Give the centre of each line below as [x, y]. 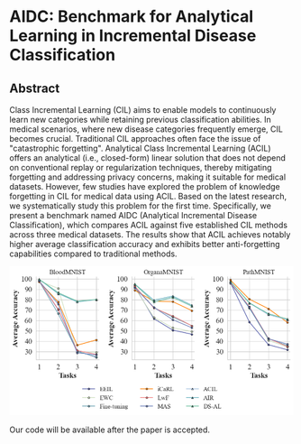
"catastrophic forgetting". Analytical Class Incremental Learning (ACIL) [141, 148]
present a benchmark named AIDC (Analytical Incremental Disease [133, 215]
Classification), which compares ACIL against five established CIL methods [149, 225]
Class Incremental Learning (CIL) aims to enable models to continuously [143, 110]
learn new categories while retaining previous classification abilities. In [141, 120]
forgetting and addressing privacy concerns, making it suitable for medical [148, 177]
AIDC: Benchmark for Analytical [132, 17]
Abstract [35, 88]
